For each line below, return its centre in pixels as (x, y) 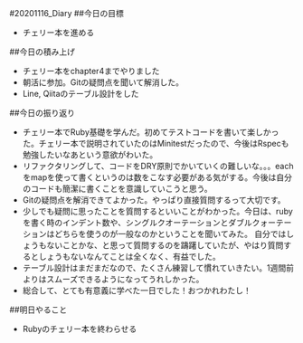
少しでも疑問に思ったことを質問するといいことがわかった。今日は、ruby (158, 211)
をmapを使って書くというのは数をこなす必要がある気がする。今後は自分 (157, 177)
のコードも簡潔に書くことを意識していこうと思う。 (117, 189)
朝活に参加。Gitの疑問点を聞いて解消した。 (103, 82)
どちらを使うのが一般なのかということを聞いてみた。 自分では (170, 234)
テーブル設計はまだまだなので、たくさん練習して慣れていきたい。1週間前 (158, 268)
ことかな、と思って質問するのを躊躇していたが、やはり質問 (173, 245)
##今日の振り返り (42, 113)
